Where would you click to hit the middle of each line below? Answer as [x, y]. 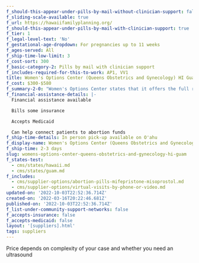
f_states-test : [25, 160]
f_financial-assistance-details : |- [51, 94]
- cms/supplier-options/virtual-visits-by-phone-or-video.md [89, 188]
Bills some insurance [38, 110]
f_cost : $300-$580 [29, 84]
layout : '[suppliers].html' [41, 226]
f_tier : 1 [18, 34]
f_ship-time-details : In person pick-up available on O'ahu [82, 138]
